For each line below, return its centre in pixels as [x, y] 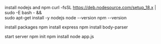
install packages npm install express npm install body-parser [66, 27]
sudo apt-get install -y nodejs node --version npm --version [66, 18]
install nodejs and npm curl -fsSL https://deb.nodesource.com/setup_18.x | [80, 7]
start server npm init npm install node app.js [49, 37]
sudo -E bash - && [23, 13]
